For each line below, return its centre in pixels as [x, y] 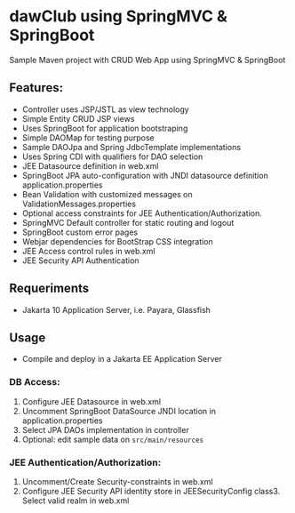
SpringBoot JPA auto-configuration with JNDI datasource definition [145, 175]
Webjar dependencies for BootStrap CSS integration [117, 241]
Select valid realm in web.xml [76, 501]
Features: [36, 88]
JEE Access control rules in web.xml [88, 251]
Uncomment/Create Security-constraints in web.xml [117, 481]
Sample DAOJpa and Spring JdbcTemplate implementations [132, 147]
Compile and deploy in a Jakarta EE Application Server [122, 359]
